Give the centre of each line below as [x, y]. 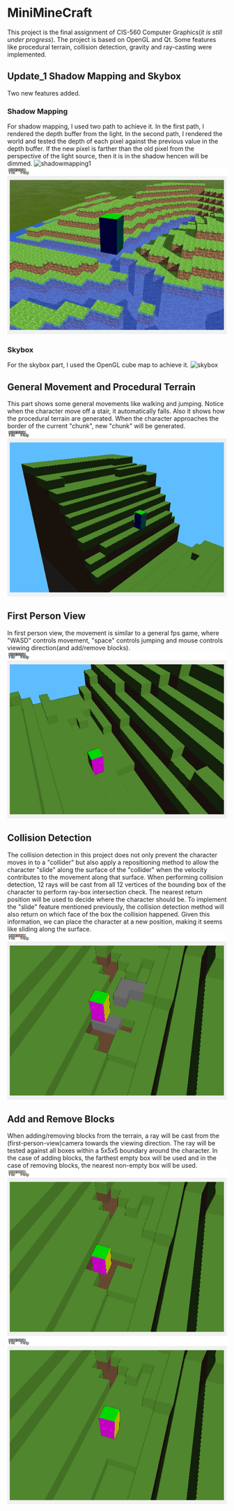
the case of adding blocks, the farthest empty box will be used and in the [112, 1158]
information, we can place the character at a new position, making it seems [115, 922]
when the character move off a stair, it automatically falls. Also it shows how [116, 411]
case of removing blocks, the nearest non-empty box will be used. [102, 1166]
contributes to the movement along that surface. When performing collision [115, 877]
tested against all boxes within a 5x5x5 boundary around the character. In [112, 1151]
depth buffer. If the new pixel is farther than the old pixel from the [101, 149]
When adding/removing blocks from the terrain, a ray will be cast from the [113, 1136]
